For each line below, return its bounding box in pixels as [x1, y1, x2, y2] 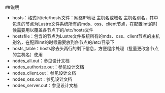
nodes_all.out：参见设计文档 [12, 58, 70, 63]
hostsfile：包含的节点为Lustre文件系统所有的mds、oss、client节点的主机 [12, 33, 160, 39]
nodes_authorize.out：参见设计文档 [12, 64, 85, 70]
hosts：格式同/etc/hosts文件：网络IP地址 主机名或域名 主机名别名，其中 [12, 15, 159, 21]
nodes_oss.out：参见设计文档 [12, 76, 72, 82]
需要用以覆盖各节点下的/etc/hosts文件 [16, 27, 94, 33]
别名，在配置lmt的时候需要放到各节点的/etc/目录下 [12, 39, 115, 45]
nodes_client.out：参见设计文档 [12, 70, 76, 76]
